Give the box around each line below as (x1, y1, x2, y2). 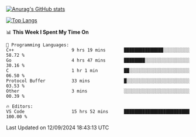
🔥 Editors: (6, 104, 33, 109)
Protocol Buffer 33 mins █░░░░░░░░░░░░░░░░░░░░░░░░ (6, 78, 190, 84)
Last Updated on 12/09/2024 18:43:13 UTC (6, 124, 109, 131)
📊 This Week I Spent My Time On (6, 29, 89, 35)
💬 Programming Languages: (6, 42, 69, 48)
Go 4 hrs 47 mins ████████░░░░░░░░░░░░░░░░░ (6, 57, 190, 63)
